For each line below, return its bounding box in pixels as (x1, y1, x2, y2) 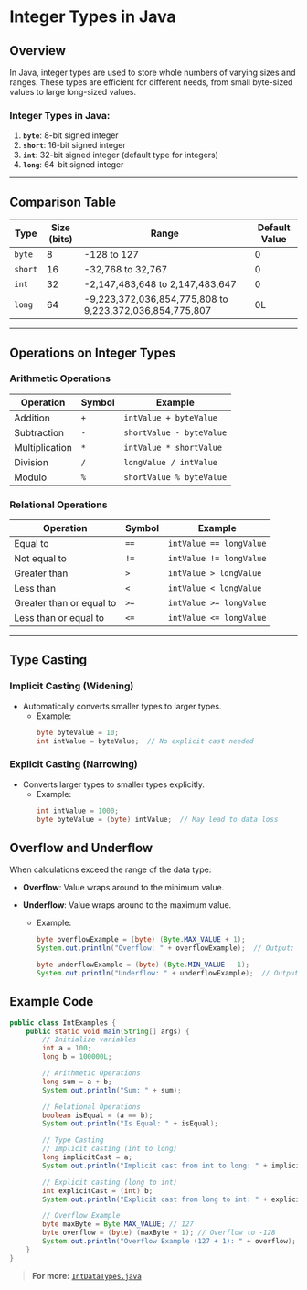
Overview (9, 43, 67, 59)
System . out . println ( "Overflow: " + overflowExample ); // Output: (36, 944, 295, 953)
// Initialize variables (42, 1035, 137, 1044)
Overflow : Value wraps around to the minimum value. (22, 882, 225, 893)
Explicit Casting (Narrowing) (9, 758, 139, 771)
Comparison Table (9, 194, 117, 209)
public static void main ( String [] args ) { (26, 1027, 190, 1036)
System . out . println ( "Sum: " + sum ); (42, 1085, 182, 1094)
